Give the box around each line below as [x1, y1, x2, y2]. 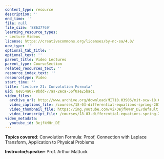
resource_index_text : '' [5, 71, 56, 76]
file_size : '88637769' [5, 25, 51, 30]
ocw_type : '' [5, 43, 32, 48]
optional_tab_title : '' [5, 48, 54, 53]
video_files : [5, 93, 32, 98]
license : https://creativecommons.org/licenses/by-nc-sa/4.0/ [5, 39, 134, 44]
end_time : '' [5, 16, 32, 21]
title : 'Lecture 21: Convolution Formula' [5, 84, 93, 89]
